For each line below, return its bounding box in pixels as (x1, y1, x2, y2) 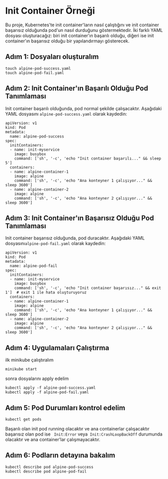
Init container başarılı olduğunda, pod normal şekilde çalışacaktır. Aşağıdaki (5, 105, 162, 111)
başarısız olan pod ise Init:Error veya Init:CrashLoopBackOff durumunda (5, 431, 163, 437)
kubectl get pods (5, 417, 42, 422)
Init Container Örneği (5, 5, 95, 17)
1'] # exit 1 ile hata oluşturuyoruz (5, 290, 87, 295)
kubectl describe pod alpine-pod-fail (5, 469, 87, 474)
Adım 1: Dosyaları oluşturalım (5, 53, 99, 61)
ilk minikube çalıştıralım (5, 357, 54, 363)
